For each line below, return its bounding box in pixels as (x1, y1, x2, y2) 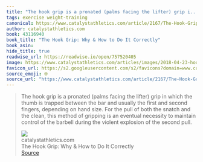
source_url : (6, 76, 36, 82)
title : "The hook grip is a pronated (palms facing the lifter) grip (6, 8, 185, 15)
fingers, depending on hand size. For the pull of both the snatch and (21, 106, 191, 113)
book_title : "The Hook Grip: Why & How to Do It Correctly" (6, 37, 161, 43)
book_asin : (6, 43, 34, 49)
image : (6, 59, 23, 65)
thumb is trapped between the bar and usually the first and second (21, 99, 188, 106)
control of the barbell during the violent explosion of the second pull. (21, 118, 192, 126)
